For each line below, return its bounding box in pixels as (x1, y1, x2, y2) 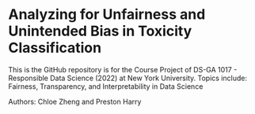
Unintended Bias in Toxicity (8, 22, 192, 40)
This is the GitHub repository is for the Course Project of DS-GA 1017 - (8, 64, 238, 74)
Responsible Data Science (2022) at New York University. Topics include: (8, 73, 248, 83)
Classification (8, 39, 101, 57)
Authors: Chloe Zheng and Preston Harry (8, 97, 142, 106)
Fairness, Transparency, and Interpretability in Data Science (8, 81, 204, 91)
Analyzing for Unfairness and (8, 6, 206, 24)
